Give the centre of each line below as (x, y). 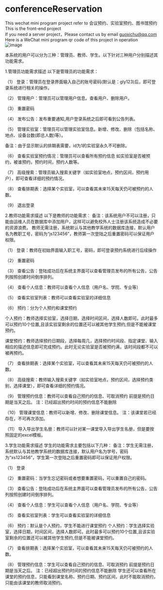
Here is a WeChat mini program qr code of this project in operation (72, 39)
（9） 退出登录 (20, 205)
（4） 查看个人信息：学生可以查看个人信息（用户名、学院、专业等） (73, 505)
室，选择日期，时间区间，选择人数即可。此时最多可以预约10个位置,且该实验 (80, 532)
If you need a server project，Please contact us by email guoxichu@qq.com (81, 34)
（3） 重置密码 (20, 108)
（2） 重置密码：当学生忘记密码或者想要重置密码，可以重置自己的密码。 (77, 478)
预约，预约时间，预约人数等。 (51, 162)
